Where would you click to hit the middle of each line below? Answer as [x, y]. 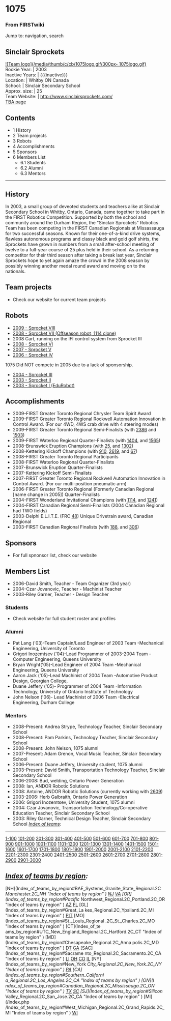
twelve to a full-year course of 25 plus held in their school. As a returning [82, 249]
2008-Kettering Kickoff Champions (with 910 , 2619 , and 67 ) [75, 451]
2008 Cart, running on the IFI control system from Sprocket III [77, 338]
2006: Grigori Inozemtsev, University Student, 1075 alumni [74, 802]
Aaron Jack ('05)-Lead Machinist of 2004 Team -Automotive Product [85, 675]
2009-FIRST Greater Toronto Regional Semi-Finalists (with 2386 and [84, 430]
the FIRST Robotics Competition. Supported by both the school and [76, 217]
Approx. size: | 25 [24, 91]
